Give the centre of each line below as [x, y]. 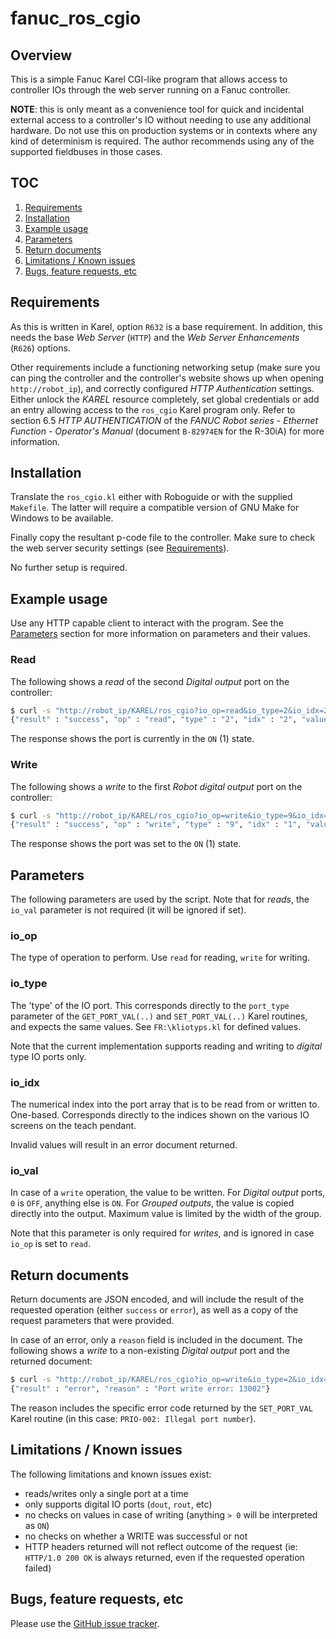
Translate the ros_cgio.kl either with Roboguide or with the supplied [151, 497]
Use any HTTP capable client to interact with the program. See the [147, 623]
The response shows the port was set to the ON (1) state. [126, 844]
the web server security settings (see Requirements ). [120, 548]
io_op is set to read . [50, 1244]
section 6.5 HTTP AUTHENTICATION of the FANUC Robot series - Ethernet [164, 420]
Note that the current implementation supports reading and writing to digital [166, 1046]
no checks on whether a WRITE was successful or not [136, 1536]
